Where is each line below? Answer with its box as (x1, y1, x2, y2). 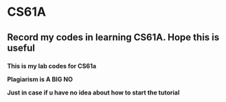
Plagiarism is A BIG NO (7, 75, 74, 83)
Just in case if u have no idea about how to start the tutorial (7, 88, 180, 97)
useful (7, 42, 36, 53)
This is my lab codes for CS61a (7, 62, 97, 70)
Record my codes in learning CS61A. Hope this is (7, 31, 220, 43)
